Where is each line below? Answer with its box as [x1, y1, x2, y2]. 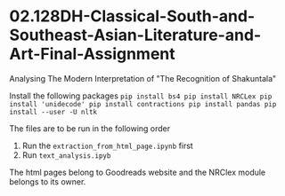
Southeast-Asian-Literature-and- [9, 25, 262, 45]
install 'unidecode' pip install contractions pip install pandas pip [9, 99, 277, 108]
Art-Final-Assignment [9, 44, 175, 64]
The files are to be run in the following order [9, 122, 171, 134]
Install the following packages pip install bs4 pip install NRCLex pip [9, 90, 273, 101]
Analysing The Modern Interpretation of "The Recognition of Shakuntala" [9, 73, 277, 83]
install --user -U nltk [9, 107, 98, 116]
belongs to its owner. [9, 176, 86, 187]
